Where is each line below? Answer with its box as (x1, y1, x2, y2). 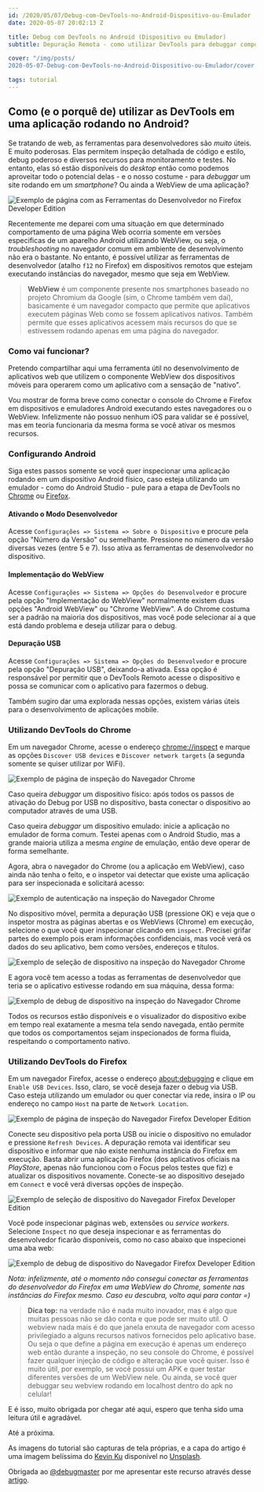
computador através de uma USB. (8, 807, 118, 816)
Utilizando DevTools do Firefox (8, 1057, 127, 1068)
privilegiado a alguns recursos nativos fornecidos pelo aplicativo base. (27, 1331, 257, 1340)
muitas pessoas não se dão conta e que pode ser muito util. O (27, 1314, 229, 1324)
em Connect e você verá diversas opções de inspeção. (8, 1180, 184, 1189)
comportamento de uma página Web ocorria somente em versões (8, 227, 222, 237)
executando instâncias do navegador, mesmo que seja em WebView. (8, 269, 230, 278)
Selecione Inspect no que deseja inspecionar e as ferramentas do (8, 1227, 222, 1237)
